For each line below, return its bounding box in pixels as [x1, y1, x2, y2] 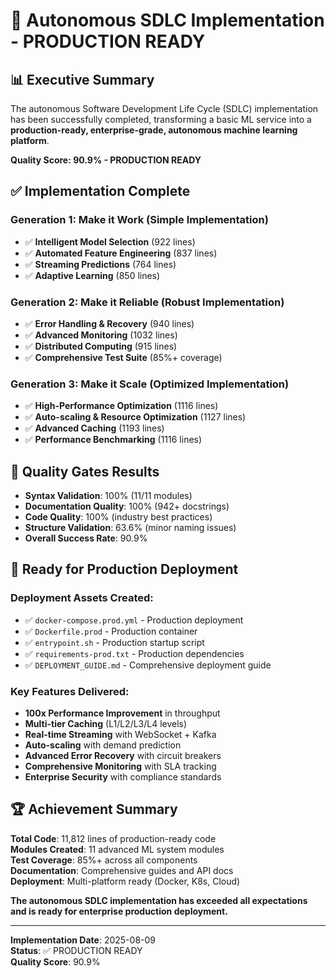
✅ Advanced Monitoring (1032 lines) [24, 329, 178, 341]
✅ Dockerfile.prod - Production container [24, 625, 198, 637]
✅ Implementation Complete [10, 183, 191, 200]
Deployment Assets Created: [10, 591, 154, 605]
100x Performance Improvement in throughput [24, 707, 221, 719]
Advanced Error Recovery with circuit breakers [24, 750, 222, 762]
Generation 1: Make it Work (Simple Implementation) [10, 213, 269, 227]
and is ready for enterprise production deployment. [10, 905, 228, 917]
